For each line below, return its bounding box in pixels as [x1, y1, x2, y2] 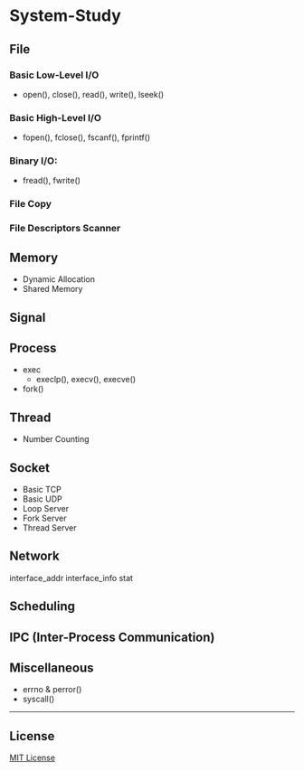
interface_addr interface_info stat [9, 572, 134, 583]
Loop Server [22, 503, 70, 513]
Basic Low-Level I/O [9, 69, 100, 81]
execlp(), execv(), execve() [35, 374, 137, 385]
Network [9, 549, 61, 564]
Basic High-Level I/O [9, 111, 102, 124]
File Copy [9, 198, 52, 211]
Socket [9, 460, 50, 475]
